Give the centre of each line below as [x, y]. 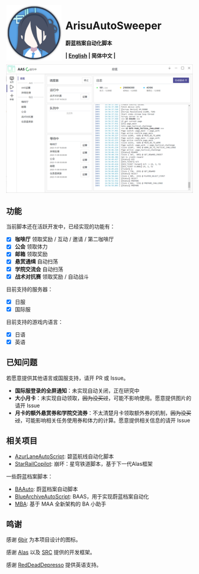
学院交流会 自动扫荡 [39, 269]
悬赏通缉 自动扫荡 [36, 261]
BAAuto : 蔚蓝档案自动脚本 [46, 489]
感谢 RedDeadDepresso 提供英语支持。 [54, 565]
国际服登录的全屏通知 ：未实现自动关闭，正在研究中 [77, 390]
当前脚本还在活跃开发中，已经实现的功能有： [61, 226]
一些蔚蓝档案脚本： [30, 476]
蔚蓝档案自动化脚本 [89, 43]
